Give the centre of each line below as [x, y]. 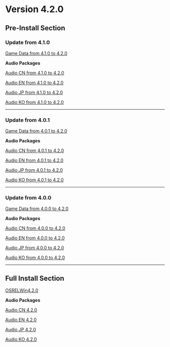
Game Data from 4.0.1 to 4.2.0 [36, 131]
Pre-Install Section [35, 28]
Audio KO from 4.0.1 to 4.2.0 [35, 180]
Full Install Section [35, 278]
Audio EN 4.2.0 [21, 320]
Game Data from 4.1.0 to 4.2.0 [36, 53]
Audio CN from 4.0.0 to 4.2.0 [35, 228]
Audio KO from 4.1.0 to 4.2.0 [35, 102]
